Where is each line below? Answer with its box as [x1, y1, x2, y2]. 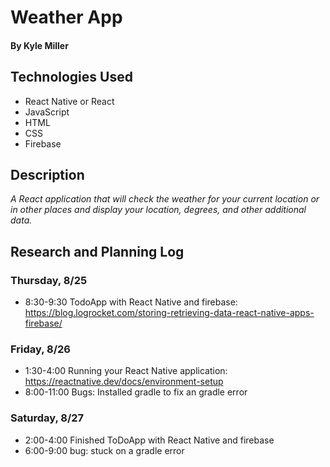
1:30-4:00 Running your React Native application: [24, 365, 228, 377]
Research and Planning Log [10, 243, 185, 260]
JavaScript [24, 106, 70, 118]
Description [10, 166, 85, 183]
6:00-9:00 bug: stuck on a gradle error [24, 444, 185, 456]
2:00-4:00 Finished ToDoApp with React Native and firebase [24, 434, 275, 446]
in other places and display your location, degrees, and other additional [10, 204, 307, 216]
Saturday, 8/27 [10, 411, 85, 425]
